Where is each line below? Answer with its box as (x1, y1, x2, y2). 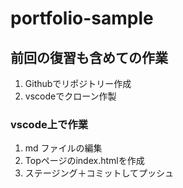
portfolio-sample (10, 7, 154, 30)
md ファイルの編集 (24, 142, 103, 154)
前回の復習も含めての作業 (10, 49, 168, 66)
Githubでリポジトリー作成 (24, 78, 132, 89)
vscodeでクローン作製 (24, 90, 117, 102)
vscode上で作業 (10, 117, 89, 131)
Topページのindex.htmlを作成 (24, 155, 145, 167)
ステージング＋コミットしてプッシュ (24, 167, 175, 179)
